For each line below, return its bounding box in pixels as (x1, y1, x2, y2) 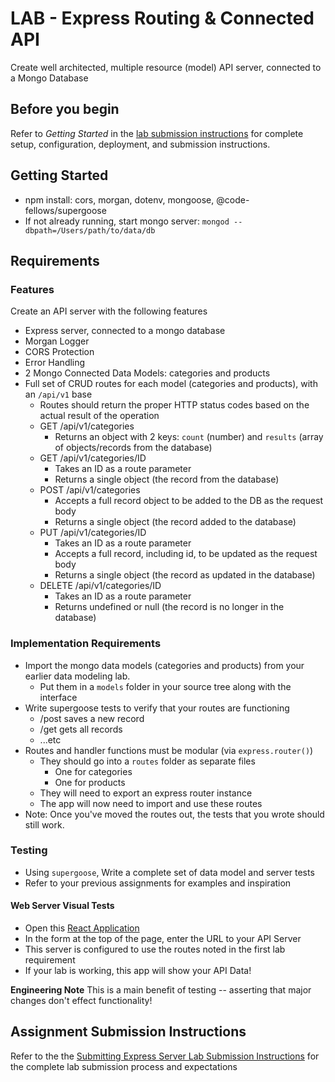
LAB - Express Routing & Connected (10, 7, 315, 30)
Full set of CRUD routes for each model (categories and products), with (24, 378, 318, 390)
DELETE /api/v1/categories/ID (39, 580, 162, 592)
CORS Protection (24, 346, 95, 358)
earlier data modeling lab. (24, 670, 131, 682)
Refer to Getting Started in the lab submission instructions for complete (10, 127, 304, 139)
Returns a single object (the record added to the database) (54, 516, 297, 528)
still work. (24, 818, 65, 831)
